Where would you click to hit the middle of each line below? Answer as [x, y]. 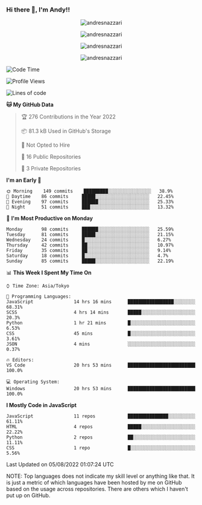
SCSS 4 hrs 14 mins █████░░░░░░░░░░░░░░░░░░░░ [101, 313]
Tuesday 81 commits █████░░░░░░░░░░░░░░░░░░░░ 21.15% [90, 235]
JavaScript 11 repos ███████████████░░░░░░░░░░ [101, 416]
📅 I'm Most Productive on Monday [50, 218]
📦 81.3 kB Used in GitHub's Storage [66, 131]
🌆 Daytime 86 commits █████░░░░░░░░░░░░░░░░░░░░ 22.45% [90, 197]
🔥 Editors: [20, 360]
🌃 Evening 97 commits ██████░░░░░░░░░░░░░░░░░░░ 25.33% [90, 202]
